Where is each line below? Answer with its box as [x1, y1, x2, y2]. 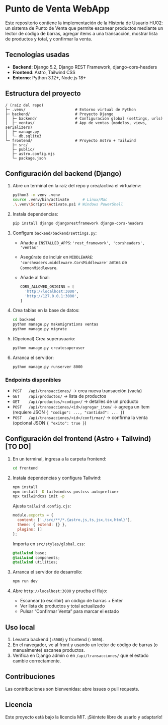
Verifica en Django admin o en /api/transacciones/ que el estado [12, 652, 149, 659]
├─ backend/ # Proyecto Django [5, 112, 114, 117]
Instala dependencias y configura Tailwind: [12, 475, 102, 481]
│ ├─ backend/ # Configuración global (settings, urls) [5, 116, 163, 121]
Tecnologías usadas [5, 50, 69, 59]
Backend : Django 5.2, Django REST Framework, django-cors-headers [12, 64, 157, 70]
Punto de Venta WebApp [5, 3, 110, 15]
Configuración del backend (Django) [5, 169, 122, 178]
